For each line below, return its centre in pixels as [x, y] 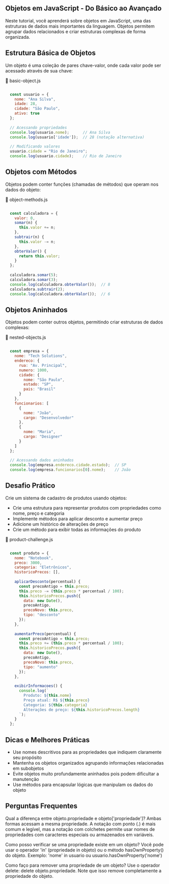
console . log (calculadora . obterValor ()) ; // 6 [60, 294]
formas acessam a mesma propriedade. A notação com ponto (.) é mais [81, 824]
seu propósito [27, 757]
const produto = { [30, 553]
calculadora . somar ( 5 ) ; [34, 275]
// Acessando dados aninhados [42, 460]
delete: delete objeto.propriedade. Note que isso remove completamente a [83, 870]
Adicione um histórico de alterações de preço [60, 524]
